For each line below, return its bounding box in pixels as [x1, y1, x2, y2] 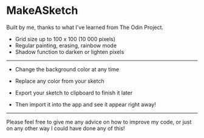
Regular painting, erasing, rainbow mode [15, 42, 117, 49]
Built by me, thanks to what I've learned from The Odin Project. [6, 24, 164, 31]
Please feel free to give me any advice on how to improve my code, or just [6, 118, 192, 125]
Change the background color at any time [15, 65, 120, 73]
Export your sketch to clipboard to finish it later [15, 89, 133, 96]
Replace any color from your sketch [15, 77, 104, 85]
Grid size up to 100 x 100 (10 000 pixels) [15, 35, 116, 42]
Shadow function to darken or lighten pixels [15, 48, 124, 55]
